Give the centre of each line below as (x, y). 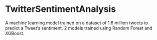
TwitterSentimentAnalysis (61, 9)
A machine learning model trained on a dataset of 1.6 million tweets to (77, 23)
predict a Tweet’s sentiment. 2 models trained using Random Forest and (79, 28)
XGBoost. (15, 33)
